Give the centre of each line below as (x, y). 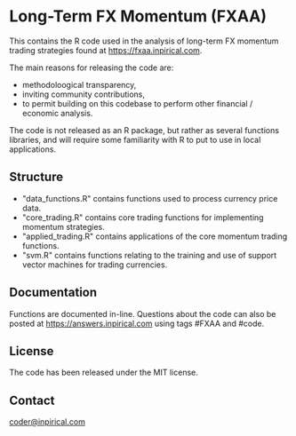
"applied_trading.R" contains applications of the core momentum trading (155, 236)
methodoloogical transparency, (79, 84)
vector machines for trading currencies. (95, 265)
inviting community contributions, (83, 94)
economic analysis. (57, 113)
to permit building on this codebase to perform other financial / (137, 103)
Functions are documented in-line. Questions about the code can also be (143, 313)
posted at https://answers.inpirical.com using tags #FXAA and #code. (137, 323)
